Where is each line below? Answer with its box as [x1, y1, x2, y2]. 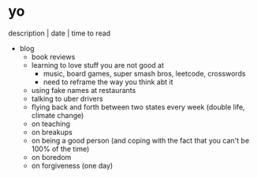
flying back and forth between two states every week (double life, [31, 102, 246, 112]
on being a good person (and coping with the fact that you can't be [31, 135, 250, 145]
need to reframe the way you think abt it [43, 77, 173, 87]
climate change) [31, 110, 84, 120]
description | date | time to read [8, 28, 111, 38]
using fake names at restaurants [31, 85, 136, 95]
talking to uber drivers [31, 94, 104, 103]
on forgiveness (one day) [31, 161, 114, 170]
